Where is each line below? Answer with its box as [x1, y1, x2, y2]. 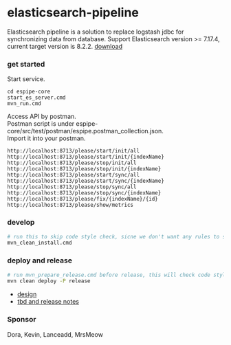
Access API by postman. [7, 112, 77, 121]
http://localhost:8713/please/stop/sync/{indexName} [7, 190, 162, 197]
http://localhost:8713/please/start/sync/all [7, 172, 140, 179]
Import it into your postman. [7, 134, 86, 142]
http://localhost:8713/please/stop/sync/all [7, 183, 137, 190]
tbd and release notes [16, 298, 80, 306]
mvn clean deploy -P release [7, 278, 91, 285]
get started [7, 59, 45, 69]
